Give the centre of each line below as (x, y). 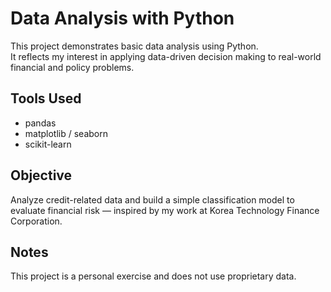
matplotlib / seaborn (66, 133)
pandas (40, 123)
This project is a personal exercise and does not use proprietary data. (153, 276)
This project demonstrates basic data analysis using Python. (134, 46)
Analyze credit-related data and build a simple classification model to (152, 199)
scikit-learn (48, 144)
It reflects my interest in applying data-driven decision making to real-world (166, 56)
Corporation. (36, 221)
